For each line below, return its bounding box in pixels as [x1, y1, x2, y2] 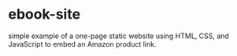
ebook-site [8, 5, 81, 23]
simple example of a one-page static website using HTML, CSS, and [8, 31, 230, 40]
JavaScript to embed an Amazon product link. [8, 39, 157, 48]
